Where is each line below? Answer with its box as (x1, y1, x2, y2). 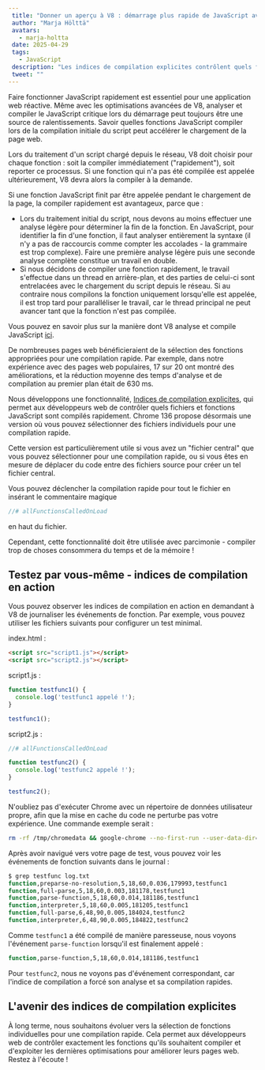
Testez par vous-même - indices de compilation (8, 568, 248, 581)
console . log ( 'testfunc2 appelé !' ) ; (15, 766, 136, 774)
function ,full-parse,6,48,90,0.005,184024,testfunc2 (8, 909, 185, 917)
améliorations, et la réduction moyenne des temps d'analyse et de (8, 370, 222, 380)
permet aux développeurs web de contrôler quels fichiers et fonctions (8, 403, 235, 412)
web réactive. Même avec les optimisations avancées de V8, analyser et (8, 100, 243, 110)
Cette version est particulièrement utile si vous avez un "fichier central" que (8, 443, 255, 452)
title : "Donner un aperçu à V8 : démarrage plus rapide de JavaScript (11, 11, 248, 20)
